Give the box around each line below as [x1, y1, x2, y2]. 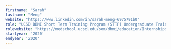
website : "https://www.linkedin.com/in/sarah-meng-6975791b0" [5, 17, 140, 22]
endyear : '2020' [5, 36, 40, 41]
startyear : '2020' [5, 31, 44, 36]
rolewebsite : [5, 27, 33, 32]
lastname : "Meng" [5, 12, 42, 17]
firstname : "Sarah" [5, 7, 47, 13]
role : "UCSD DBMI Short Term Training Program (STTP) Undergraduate [5, 21, 154, 27]
